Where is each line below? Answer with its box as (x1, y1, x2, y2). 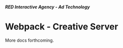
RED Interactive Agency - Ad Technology (5, 4, 90, 10)
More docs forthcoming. (5, 37, 54, 43)
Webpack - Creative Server (5, 21, 119, 32)
